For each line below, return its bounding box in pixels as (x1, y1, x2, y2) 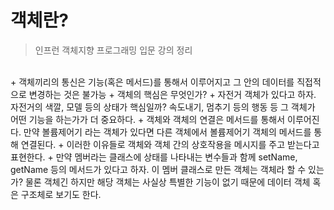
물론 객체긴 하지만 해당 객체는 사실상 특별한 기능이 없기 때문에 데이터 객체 (24, 176, 311, 188)
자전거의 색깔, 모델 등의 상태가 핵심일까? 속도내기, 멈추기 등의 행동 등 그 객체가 (10, 101, 316, 113)
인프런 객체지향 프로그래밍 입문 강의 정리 (34, 44, 193, 56)
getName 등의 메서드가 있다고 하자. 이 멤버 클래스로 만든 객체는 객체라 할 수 (10, 163, 307, 175)
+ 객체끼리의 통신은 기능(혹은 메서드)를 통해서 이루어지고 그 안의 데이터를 (10, 76, 295, 88)
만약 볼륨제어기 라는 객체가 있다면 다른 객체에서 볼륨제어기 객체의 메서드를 (23, 126, 312, 138)
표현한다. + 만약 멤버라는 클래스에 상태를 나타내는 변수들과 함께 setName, (10, 151, 298, 163)
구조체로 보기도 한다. (20, 188, 102, 200)
